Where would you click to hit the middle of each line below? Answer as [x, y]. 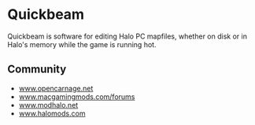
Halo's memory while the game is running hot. [82, 44]
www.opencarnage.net [56, 88]
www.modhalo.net [48, 105]
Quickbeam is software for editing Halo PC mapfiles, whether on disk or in [127, 36]
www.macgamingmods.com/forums [77, 97]
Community [37, 70]
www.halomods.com [52, 113]
